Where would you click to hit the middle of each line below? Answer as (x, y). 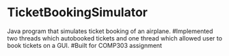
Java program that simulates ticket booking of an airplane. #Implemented (110, 31)
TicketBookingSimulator (78, 12)
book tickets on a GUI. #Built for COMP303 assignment (85, 45)
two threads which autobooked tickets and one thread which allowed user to (115, 38)
